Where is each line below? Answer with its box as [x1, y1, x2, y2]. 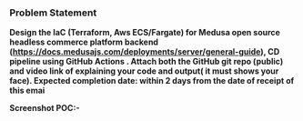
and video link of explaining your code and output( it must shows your [9, 66, 279, 76]
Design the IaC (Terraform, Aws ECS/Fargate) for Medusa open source [9, 27, 280, 38]
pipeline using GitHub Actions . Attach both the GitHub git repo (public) [9, 56, 284, 67]
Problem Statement [9, 6, 97, 19]
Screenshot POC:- [9, 103, 80, 114]
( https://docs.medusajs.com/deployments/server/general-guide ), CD [9, 46, 280, 57]
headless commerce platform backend [9, 36, 159, 47]
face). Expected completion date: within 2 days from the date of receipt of [9, 76, 295, 86]
